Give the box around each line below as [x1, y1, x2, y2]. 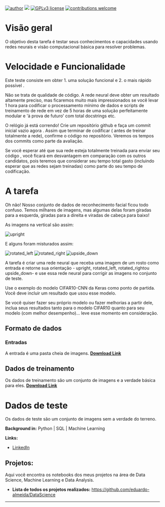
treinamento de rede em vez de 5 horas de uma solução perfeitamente [5, 107, 148, 113]
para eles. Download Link [5, 383, 57, 389]
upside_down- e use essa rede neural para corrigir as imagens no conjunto [5, 270, 157, 276]
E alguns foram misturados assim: [5, 240, 74, 246]
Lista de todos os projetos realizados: [12, 486, 91, 493]
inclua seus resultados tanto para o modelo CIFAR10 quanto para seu [5, 305, 145, 311]
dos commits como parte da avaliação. [5, 138, 83, 144]
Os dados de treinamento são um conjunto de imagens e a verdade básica [5, 377, 156, 383]
